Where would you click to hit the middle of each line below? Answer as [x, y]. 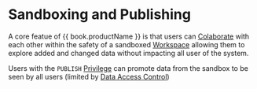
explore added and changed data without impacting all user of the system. [128, 53]
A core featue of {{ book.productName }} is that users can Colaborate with [129, 36]
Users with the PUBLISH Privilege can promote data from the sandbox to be [128, 68]
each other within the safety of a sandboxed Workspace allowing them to [127, 44]
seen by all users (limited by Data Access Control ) [89, 76]
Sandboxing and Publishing [99, 15]
